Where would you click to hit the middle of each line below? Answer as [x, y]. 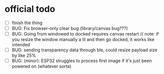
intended [21, 45]
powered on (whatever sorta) [42, 66]
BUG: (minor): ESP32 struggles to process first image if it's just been [82, 61]
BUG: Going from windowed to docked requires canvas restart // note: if [85, 34]
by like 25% [24, 56]
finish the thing [27, 23]
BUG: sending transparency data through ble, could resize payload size [84, 50]
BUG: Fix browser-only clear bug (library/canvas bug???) [70, 28]
